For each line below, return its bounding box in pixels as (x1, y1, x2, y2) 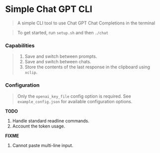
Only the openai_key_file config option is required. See (17, 93, 131, 99)
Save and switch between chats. (24, 59, 91, 65)
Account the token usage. (12, 123, 66, 129)
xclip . (24, 69, 38, 75)
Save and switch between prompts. (24, 53, 97, 59)
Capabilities (5, 42, 35, 49)
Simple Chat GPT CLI (5, 3, 93, 15)
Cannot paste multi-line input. (12, 142, 74, 148)
